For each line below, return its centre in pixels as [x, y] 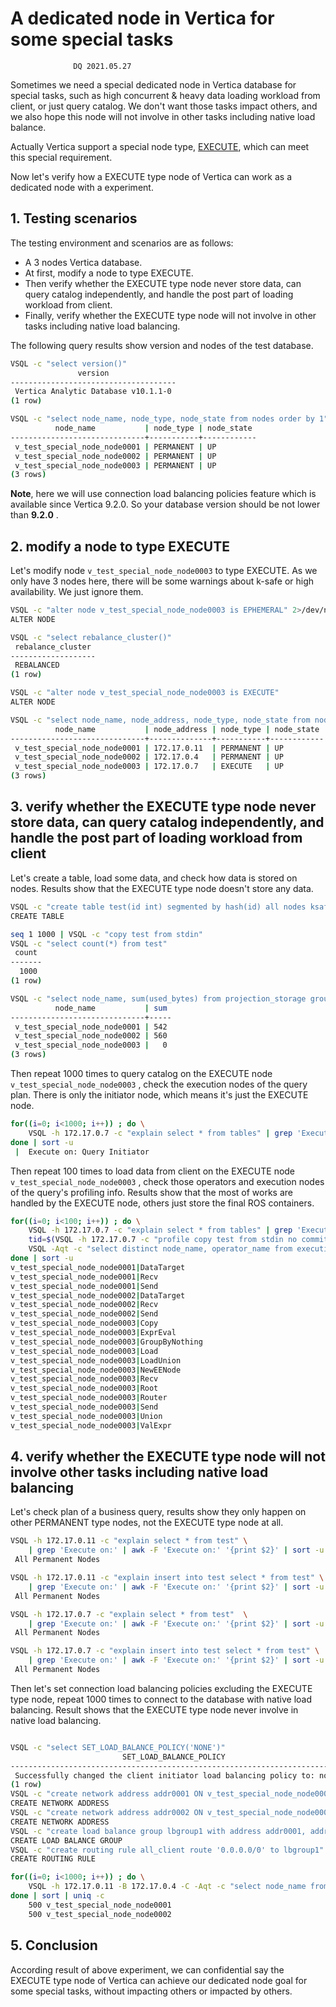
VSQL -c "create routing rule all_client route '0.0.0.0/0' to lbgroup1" [167, 1850]
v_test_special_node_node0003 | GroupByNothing [106, 1342]
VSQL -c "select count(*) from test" [89, 943]
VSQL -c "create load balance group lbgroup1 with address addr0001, [158, 1831]
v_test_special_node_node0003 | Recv [84, 1379]
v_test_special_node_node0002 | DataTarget [98, 1295]
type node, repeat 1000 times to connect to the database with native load [161, 1699]
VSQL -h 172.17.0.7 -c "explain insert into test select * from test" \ [165, 1651]
